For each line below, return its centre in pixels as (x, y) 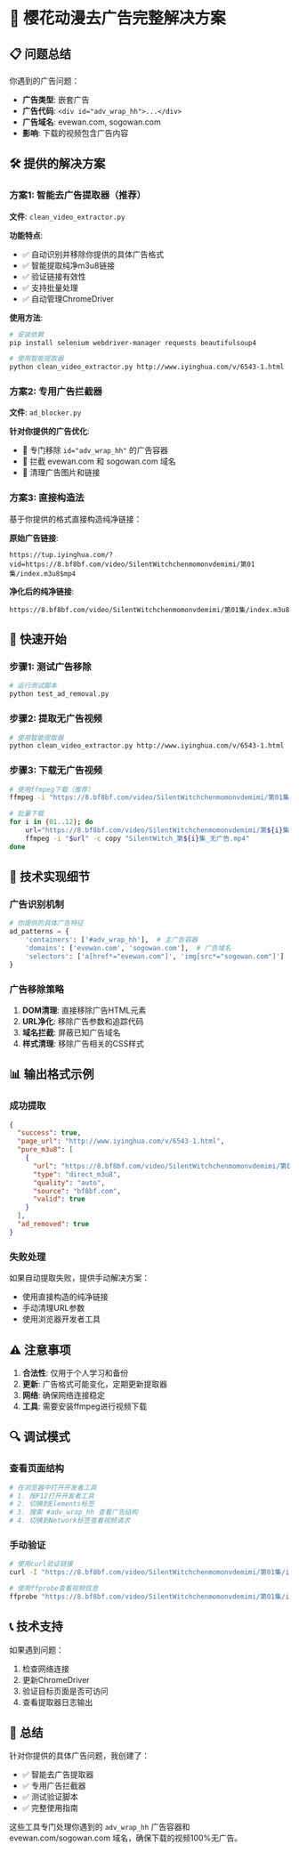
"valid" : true (59, 1199)
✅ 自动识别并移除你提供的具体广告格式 (93, 254)
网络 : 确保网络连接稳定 (63, 1395)
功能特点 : (26, 235)
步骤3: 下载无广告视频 (56, 771)
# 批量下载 (27, 814)
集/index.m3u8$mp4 (43, 574)
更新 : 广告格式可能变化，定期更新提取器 (94, 1384)
